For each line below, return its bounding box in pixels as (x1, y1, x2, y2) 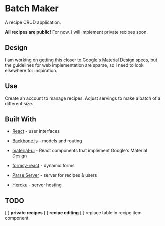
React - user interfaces (12, 128, 60, 134)
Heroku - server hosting (12, 182, 62, 188)
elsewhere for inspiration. (5, 67, 58, 73)
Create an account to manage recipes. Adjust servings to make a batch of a (5, 95, 161, 101)
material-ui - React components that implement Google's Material (12, 148, 147, 154)
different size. (5, 100, 34, 106)
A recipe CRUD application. (5, 19, 61, 25)
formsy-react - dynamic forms (12, 163, 75, 169)
